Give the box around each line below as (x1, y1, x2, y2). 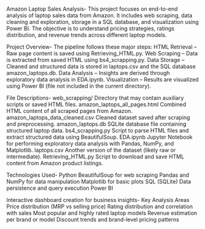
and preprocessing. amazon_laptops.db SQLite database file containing (6, 120, 187, 128)
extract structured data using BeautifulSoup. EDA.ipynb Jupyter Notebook (6, 133, 193, 141)
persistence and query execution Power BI (6, 184, 113, 192)
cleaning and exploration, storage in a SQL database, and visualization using (6, 18, 199, 25)
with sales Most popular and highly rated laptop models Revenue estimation (6, 209, 198, 217)
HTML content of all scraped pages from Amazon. (6, 107, 133, 114)
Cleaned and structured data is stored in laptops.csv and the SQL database (6, 63, 196, 70)
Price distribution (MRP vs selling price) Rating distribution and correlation (6, 203, 193, 210)
